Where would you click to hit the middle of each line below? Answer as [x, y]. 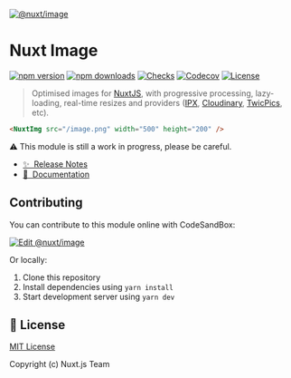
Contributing [46, 203]
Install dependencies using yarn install [98, 286]
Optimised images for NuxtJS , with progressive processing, [142, 93]
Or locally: [28, 259]
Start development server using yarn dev [99, 296]
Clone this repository [61, 277]
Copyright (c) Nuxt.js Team [60, 364]
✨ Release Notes [55, 164]
